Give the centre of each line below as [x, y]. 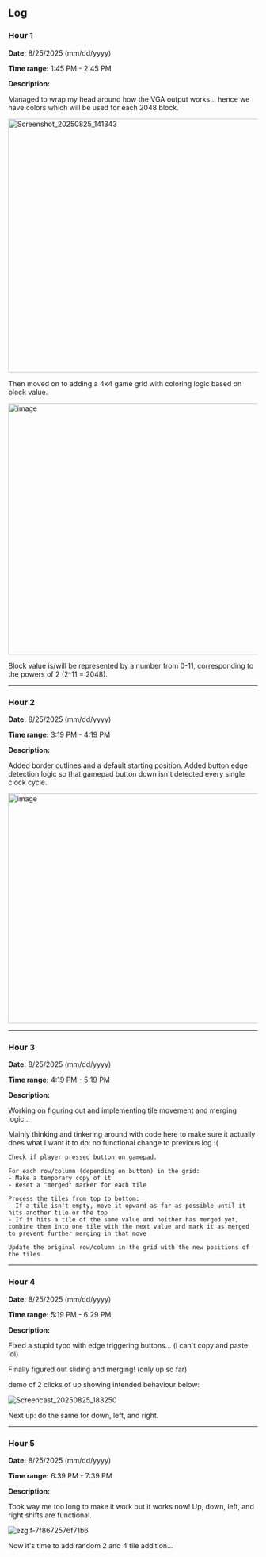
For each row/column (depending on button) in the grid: [104, 1172]
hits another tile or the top [58, 1213]
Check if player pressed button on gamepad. [83, 1157]
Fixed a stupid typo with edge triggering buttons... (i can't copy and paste [128, 1345]
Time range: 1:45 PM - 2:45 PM [60, 68]
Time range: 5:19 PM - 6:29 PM [60, 1314]
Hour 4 [22, 1282]
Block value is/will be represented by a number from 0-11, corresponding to [131, 665]
